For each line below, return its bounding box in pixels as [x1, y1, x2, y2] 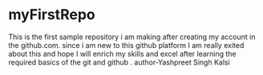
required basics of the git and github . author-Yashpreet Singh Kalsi [8, 57, 230, 67]
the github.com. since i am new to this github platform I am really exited [8, 40, 245, 49]
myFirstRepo [8, 6, 95, 24]
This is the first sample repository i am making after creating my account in [8, 32, 256, 41]
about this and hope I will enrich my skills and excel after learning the [8, 49, 237, 58]
